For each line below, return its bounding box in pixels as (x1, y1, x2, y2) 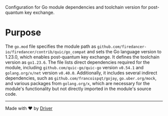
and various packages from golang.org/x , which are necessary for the (5, 80, 150, 86)
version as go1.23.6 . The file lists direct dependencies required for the (5, 59, 150, 65)
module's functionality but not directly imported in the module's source (5, 86, 151, 92)
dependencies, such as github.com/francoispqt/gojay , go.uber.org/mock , (5, 75, 156, 81)
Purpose (5, 27, 41, 38)
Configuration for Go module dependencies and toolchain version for (5, 4, 147, 10)
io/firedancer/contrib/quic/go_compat (5, 49, 86, 54)
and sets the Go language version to (86, 48, 161, 54)
